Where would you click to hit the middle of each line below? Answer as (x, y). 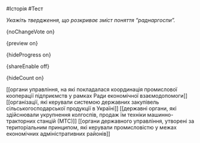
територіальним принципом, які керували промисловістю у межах (92, 127)
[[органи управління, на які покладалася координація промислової (92, 89)
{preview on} (22, 43)
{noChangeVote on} (30, 32)
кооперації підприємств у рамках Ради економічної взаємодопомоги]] (97, 96)
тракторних (21, 121)
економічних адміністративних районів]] (58, 134)
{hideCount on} (25, 78)
